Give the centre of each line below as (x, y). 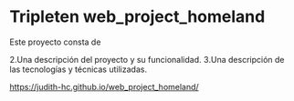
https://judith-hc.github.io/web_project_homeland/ (104, 86)
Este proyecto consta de (55, 42)
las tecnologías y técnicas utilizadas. (79, 69)
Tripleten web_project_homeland (137, 17)
